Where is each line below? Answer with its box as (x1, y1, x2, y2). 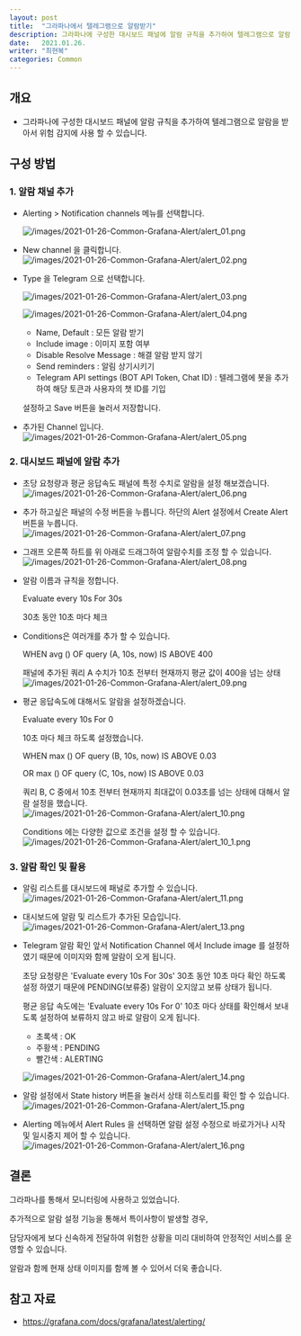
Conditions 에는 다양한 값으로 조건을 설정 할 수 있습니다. (22, 826, 220, 837)
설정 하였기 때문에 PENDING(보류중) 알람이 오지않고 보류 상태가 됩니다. (22, 982, 272, 992)
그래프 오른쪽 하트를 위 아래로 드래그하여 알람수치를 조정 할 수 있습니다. (22, 546, 272, 557)
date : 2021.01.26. (9, 38, 87, 48)
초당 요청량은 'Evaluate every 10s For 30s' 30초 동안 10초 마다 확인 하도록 (22, 971, 286, 982)
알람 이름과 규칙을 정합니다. (22, 575, 120, 586)
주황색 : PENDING (35, 1043, 101, 1054)
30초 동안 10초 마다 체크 (22, 611, 108, 622)
